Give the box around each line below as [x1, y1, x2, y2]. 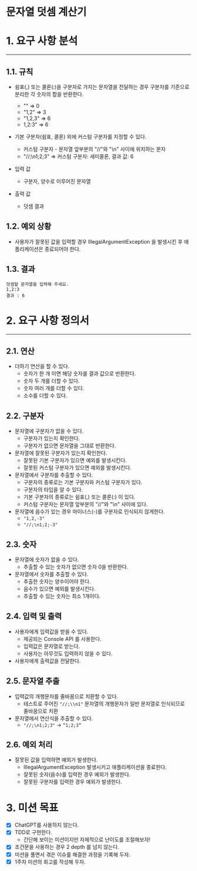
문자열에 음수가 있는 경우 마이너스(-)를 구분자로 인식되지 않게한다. [14, 508, 165, 515]
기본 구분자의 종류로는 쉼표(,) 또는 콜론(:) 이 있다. [23, 493, 136, 501]
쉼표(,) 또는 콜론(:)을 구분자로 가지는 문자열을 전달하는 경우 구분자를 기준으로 [14, 83, 189, 90]
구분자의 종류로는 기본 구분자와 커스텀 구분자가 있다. [23, 479, 142, 486]
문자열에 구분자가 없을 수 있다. [14, 428, 84, 435]
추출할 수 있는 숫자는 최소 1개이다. [23, 592, 101, 599]
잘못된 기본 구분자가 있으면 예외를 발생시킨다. [23, 457, 127, 464]
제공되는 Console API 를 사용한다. [23, 635, 101, 642]
